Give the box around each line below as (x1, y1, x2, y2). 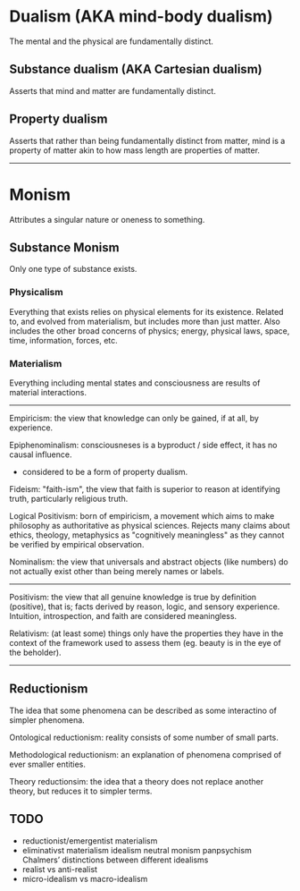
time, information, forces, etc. (9, 335, 118, 345)
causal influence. (9, 449, 72, 460)
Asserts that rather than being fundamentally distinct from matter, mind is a (9, 135, 286, 146)
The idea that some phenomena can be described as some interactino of (9, 705, 277, 716)
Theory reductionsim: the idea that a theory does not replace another (9, 776, 264, 786)
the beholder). (9, 647, 62, 658)
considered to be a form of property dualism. (21, 466, 188, 477)
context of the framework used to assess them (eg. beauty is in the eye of (9, 637, 281, 648)
